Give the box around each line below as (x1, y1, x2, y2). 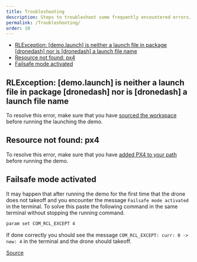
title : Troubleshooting (6, 8, 65, 15)
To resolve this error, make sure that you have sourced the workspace (6, 112, 177, 119)
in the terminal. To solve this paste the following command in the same (6, 203, 178, 210)
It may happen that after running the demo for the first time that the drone (6, 190, 186, 197)
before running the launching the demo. (6, 118, 103, 125)
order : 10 (6, 25, 31, 31)
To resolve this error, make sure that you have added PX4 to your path (6, 151, 177, 158)
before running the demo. (6, 157, 69, 164)
